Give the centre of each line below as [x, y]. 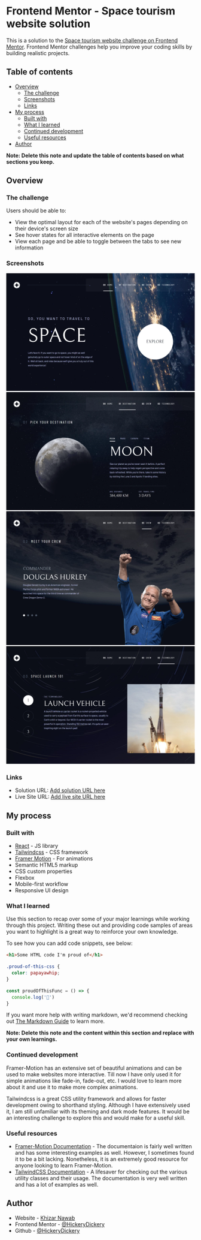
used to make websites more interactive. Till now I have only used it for [94, 1074]
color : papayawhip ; [36, 973]
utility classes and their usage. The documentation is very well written [101, 1178]
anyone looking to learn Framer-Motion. [64, 1166]
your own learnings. [32, 1039]
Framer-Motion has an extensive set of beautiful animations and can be [94, 1068]
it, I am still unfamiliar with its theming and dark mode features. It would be [98, 1111]
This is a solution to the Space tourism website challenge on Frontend [92, 40]
